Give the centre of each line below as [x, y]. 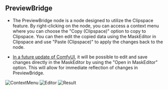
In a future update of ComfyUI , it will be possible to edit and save [80, 57]
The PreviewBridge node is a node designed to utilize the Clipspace [83, 20]
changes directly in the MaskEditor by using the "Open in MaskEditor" [85, 62]
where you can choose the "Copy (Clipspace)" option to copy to [79, 31]
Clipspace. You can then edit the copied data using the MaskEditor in [84, 36]
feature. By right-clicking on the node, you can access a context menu [86, 26]
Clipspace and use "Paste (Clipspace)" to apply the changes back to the [88, 42]
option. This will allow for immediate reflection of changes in [75, 67]
